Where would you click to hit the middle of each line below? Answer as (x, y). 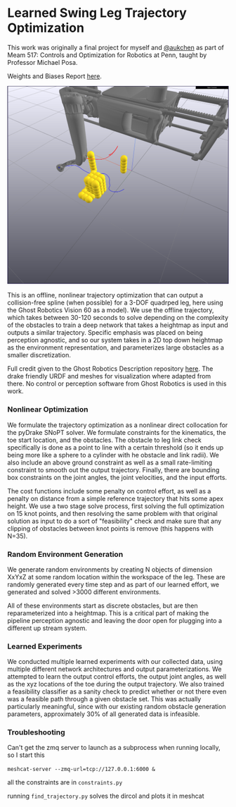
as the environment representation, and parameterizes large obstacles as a (116, 347)
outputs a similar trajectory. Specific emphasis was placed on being (105, 333)
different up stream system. (47, 628)
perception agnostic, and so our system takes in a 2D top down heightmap (115, 340)
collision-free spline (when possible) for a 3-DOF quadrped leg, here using (115, 303)
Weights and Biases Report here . (54, 76)
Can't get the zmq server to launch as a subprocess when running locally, (114, 748)
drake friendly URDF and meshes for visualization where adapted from (109, 376)
